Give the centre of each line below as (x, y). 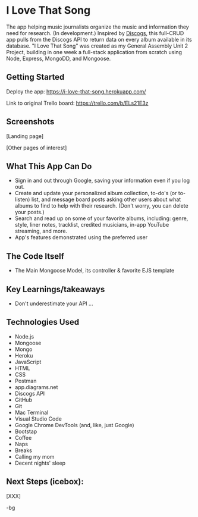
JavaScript (28, 362)
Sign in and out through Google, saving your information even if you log (102, 181)
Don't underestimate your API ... (54, 303)
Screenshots (30, 122)
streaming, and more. (41, 231)
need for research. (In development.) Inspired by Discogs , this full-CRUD (95, 33)
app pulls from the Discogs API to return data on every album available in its (99, 39)
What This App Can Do (49, 166)
